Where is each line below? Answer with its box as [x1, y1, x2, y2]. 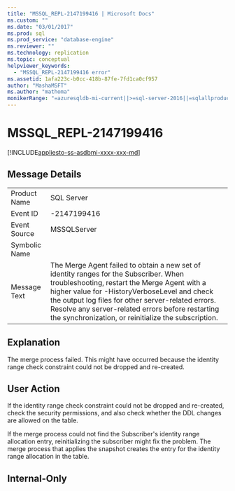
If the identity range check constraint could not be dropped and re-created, [7, 401, 225, 410]
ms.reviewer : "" [7, 43, 55, 50]
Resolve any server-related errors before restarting [50, 304, 220, 314]
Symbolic [10, 240, 42, 249]
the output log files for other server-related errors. [50, 295, 217, 305]
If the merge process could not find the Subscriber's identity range [7, 430, 200, 438]
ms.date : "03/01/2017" [7, 23, 73, 30]
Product [10, 188, 37, 198]
